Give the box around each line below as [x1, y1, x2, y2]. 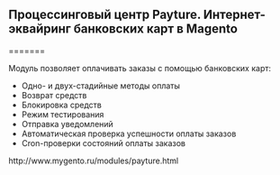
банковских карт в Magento [73, 22, 238, 37]
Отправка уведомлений [21, 118, 113, 129]
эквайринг [8, 22, 71, 37]
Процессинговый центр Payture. [8, 7, 202, 23]
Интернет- [203, 7, 266, 23]
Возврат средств [21, 89, 87, 100]
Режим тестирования [21, 108, 104, 120]
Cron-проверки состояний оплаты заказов [21, 137, 186, 148]
